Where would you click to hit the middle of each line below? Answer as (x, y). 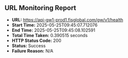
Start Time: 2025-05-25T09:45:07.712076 (55, 25)
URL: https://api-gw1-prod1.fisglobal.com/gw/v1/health (67, 19)
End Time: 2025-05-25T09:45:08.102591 (53, 30)
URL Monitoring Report (41, 8)
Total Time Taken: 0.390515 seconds (50, 35)
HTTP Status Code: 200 (36, 40)
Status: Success (29, 45)
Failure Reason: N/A (32, 51)
